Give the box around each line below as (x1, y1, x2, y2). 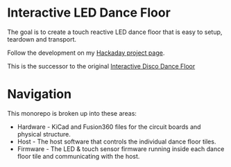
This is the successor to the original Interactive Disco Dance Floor (7, 62, 196, 70)
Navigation (7, 87, 71, 102)
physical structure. (17, 130, 71, 138)
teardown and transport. (7, 35, 77, 43)
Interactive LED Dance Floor (7, 5, 171, 21)
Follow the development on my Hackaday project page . (7, 49, 165, 57)
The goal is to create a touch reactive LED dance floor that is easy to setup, (7, 28, 223, 36)
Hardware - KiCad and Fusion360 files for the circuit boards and (17, 123, 201, 131)
